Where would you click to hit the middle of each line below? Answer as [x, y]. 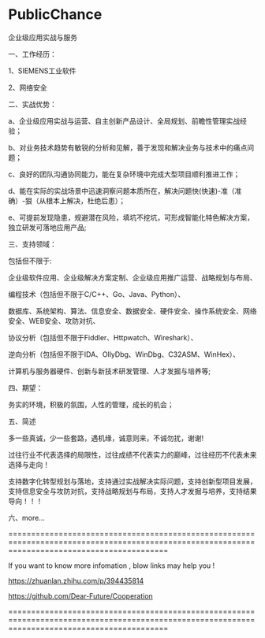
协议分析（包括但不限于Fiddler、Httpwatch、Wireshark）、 [103, 337]
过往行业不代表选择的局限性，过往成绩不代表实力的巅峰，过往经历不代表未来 [132, 454]
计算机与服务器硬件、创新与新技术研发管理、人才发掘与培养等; [110, 371]
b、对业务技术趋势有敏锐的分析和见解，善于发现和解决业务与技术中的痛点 [128, 147]
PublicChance [55, 15]
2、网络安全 [28, 87]
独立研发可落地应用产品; [47, 227]
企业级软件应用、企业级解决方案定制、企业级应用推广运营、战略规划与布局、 [132, 277]
